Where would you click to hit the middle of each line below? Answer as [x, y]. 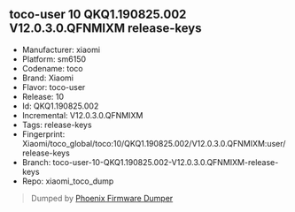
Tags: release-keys [57, 125]
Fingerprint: [43, 134]
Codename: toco [52, 68]
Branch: [36, 162]
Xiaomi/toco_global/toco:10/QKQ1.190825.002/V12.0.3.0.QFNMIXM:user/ [154, 143]
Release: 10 [43, 96]
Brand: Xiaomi [47, 78]
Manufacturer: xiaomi [61, 49]
